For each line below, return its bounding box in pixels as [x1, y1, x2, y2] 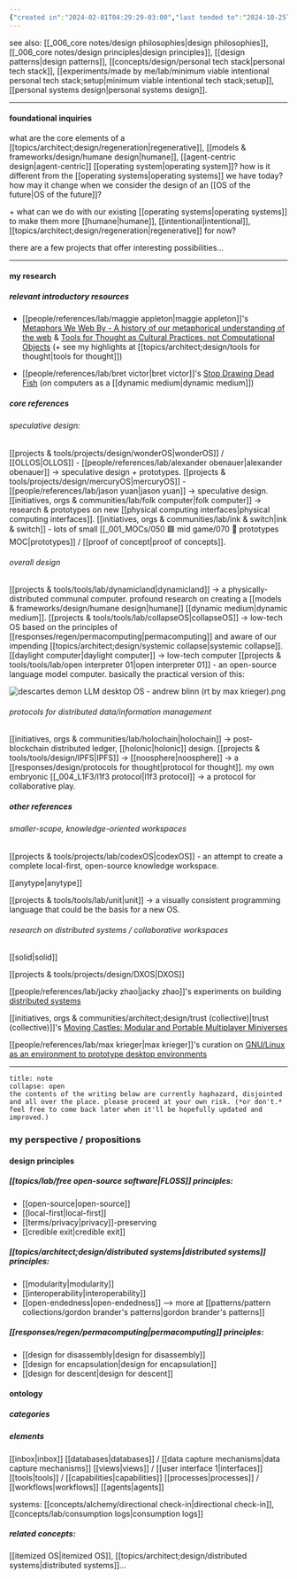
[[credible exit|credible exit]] [21, 1226, 126, 1237]
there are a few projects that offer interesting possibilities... [9, 242, 224, 253]
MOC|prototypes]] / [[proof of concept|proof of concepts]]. [9, 536, 226, 547]
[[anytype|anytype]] [9, 877, 82, 888]
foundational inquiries [9, 113, 93, 124]
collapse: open [9, 1082, 65, 1091]
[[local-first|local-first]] [21, 1207, 107, 1218]
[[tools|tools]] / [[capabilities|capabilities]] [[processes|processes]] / [9, 1472, 259, 1482]
